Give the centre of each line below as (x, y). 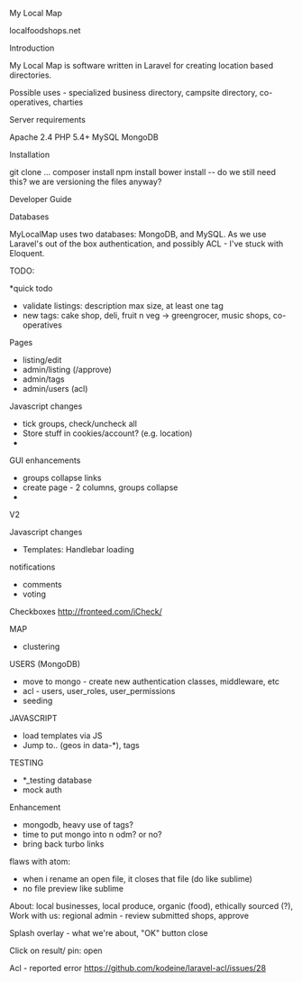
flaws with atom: (40, 862)
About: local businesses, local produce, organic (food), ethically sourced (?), (151, 906)
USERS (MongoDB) (45, 664)
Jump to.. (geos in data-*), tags (81, 745)
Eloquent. (27, 253)
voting (34, 594)
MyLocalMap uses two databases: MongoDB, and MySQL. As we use (138, 234)
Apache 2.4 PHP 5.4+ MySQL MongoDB (84, 137)
